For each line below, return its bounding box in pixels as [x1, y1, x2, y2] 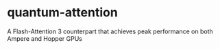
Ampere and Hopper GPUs [7, 34, 82, 42]
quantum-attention [7, 5, 118, 20]
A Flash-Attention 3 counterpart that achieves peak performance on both [7, 27, 214, 35]
